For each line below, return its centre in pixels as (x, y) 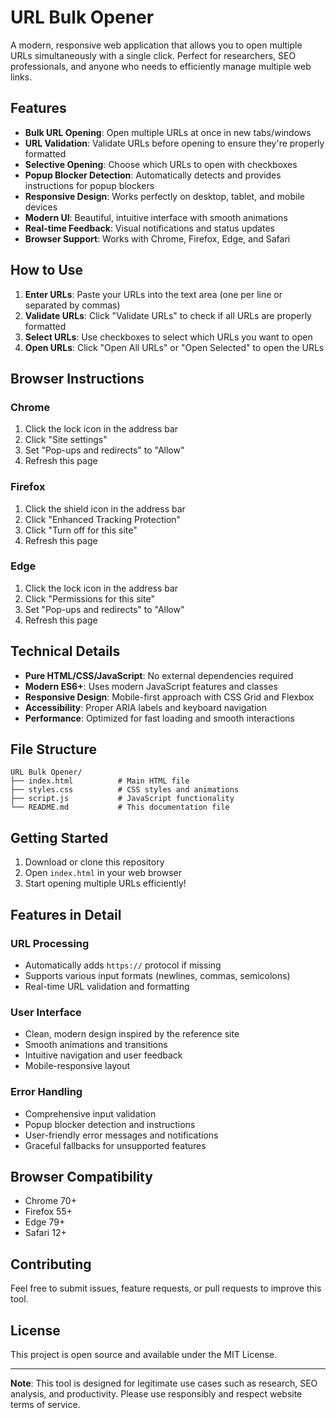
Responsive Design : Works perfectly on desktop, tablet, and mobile (164, 196)
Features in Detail (66, 914)
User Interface (46, 1012)
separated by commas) (72, 305)
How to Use (47, 270)
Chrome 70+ (50, 1201)
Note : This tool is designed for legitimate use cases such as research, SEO (164, 1383)
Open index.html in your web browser (103, 873)
